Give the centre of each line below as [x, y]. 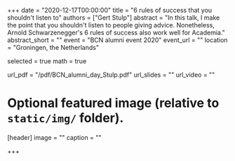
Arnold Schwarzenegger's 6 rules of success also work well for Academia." [116, 32]
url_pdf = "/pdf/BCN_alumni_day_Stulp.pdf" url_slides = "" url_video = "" [111, 75]
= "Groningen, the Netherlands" [53, 47]
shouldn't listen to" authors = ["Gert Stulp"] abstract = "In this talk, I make [114, 18]
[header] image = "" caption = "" [54, 137]
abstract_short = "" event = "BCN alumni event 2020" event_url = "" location [117, 40]
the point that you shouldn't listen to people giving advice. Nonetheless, [111, 25]
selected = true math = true [47, 61]
